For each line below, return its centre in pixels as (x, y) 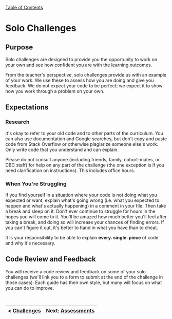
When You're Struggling (36, 183)
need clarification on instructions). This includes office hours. (70, 170)
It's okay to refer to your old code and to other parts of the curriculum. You (84, 133)
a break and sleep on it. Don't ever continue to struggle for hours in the (80, 211)
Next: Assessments (70, 310)
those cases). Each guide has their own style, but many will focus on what (84, 283)
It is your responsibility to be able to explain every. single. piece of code (82, 237)
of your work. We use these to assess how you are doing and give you (80, 80)
